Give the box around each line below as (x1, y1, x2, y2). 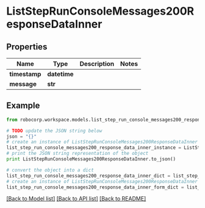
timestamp (9, 70, 41, 78)
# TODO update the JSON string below (6, 127, 103, 134)
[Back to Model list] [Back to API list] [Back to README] (6, 195, 146, 203)
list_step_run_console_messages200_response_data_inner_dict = (6, 173, 171, 179)
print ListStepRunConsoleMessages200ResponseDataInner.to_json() (6, 156, 176, 162)
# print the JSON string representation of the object (6, 151, 149, 157)
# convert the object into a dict (6, 167, 95, 173)
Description (79, 60, 115, 68)
